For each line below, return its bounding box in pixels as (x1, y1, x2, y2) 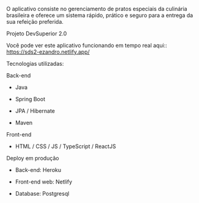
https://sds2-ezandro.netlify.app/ (6, 48, 90, 55)
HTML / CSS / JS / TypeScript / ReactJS (15, 143, 116, 150)
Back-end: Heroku (15, 166, 62, 173)
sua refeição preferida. (6, 18, 64, 25)
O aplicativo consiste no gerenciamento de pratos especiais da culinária (6, 5, 187, 12)
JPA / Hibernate (15, 107, 56, 115)
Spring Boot (15, 96, 46, 102)
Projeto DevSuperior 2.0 (6, 30, 67, 37)
